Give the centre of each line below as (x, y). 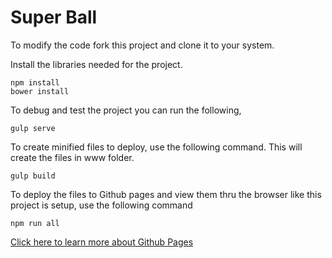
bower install (40, 91)
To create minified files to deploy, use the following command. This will (156, 147)
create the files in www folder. (72, 157)
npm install (35, 82)
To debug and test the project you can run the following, (126, 110)
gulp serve (33, 128)
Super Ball (54, 17)
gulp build (33, 176)
